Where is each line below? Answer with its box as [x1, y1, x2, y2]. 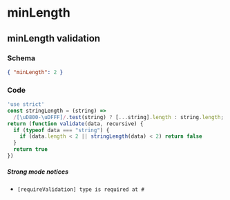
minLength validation [7, 33, 101, 44]
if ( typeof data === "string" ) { [13, 127, 110, 134]
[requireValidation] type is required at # [17, 185, 145, 193]
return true [13, 146, 48, 153]
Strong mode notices [7, 167, 69, 176]
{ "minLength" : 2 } [7, 69, 64, 75]
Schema [7, 53, 36, 63]
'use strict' [7, 101, 45, 108]
